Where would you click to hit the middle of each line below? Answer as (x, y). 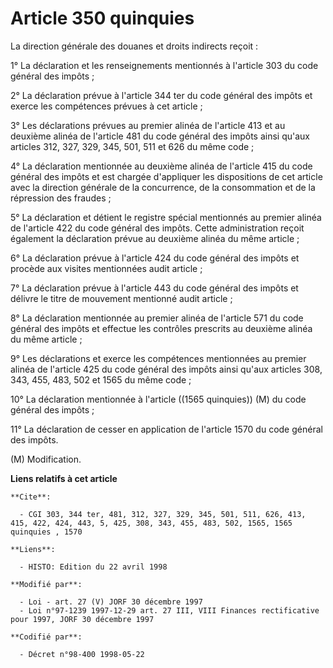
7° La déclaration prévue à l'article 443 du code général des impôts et (154, 288)
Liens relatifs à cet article (64, 478)
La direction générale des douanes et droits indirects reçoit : (134, 46)
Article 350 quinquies (102, 18)
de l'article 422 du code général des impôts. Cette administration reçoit (157, 228)
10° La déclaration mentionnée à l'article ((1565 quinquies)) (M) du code (158, 399)
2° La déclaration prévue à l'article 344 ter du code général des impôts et (161, 95)
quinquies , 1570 (46, 532)
